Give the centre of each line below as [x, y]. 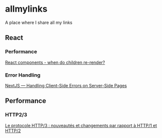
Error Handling [23, 75]
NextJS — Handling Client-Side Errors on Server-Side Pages [66, 85]
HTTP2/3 [16, 115]
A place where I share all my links [39, 22]
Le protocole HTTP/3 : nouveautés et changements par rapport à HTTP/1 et [81, 125]
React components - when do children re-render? [55, 62]
